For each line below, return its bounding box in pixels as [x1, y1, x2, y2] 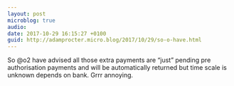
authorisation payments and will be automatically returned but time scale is [7, 63, 228, 72]
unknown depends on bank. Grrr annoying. [7, 71, 134, 80]
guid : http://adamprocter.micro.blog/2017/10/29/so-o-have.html [7, 37, 202, 44]
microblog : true [7, 17, 55, 24]
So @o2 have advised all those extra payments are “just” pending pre [7, 56, 211, 64]
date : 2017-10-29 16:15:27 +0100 [7, 30, 107, 37]
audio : [7, 23, 27, 30]
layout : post [7, 10, 46, 18]
